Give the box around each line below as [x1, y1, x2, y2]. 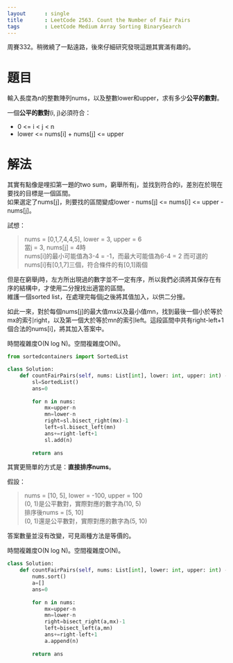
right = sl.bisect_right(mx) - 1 [44, 417, 129, 425]
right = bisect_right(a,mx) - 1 [44, 618, 126, 626]
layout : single [7, 10, 70, 17]
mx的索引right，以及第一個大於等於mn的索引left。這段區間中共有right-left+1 [7, 316, 224, 324]
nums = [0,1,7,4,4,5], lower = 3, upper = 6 [24, 235, 142, 243]
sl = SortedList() [32, 378, 79, 385]
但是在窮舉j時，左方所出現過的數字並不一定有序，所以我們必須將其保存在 [7, 275, 216, 284]
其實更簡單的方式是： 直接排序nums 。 [7, 463, 116, 471]
